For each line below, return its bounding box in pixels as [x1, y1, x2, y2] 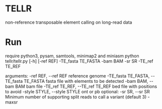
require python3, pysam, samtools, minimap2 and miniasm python [5, 53, 139, 59]
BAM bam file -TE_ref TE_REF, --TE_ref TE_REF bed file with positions [15, 83, 157, 89]
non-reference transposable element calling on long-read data [5, 19, 132, 25]
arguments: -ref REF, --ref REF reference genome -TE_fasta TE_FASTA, [5, 73, 150, 79]
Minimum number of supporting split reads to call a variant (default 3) [5, 94, 147, 100]
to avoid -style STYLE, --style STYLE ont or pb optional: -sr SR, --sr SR [5, 88, 150, 94]
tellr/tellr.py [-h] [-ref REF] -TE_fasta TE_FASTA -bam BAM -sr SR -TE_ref [5, 58, 154, 64]
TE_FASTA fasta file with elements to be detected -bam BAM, [24, 78, 148, 84]
